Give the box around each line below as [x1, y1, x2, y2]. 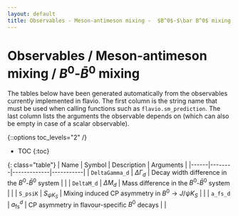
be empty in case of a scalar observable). [7, 119, 130, 128]
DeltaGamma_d [90, 169, 130, 176]
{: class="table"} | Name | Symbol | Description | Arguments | [7, 161, 187, 169]
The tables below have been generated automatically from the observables [7, 89, 228, 97]
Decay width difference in [151, 168, 227, 176]
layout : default [7, 10, 56, 18]
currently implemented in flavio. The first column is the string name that [7, 97, 217, 105]
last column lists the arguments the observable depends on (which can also [7, 112, 229, 120]
